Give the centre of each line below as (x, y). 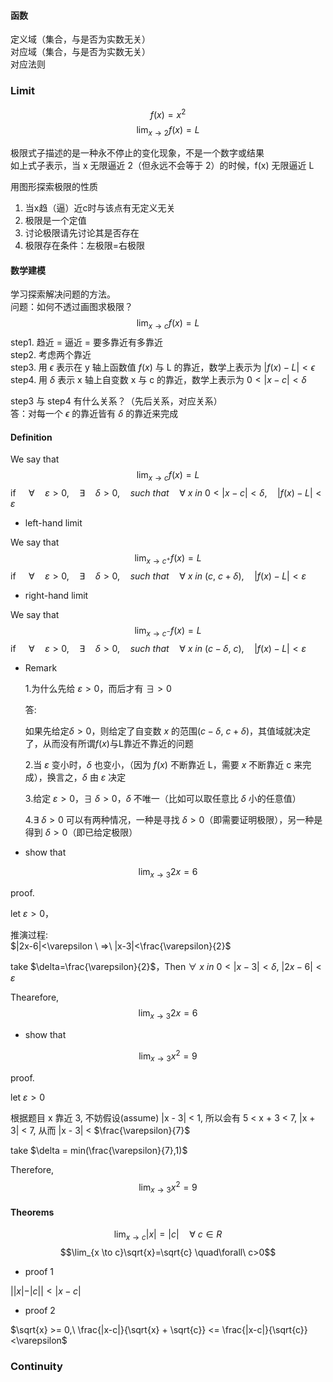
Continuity (36, 1366)
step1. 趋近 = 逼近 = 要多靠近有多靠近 (87, 342)
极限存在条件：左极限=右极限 (85, 245)
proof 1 (39, 1272)
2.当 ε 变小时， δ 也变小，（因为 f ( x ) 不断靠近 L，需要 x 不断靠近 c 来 (163, 764)
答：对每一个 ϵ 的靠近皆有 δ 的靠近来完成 (94, 413)
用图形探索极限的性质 (54, 186)
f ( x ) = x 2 (168, 113)
